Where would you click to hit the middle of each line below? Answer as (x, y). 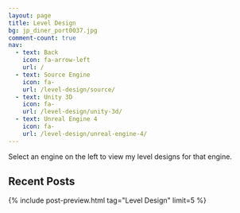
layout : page (30, 15)
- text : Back (37, 52)
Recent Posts (42, 182)
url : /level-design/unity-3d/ (73, 112)
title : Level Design (43, 23)
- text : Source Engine (53, 75)
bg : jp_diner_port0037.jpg (53, 30)
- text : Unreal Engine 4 (56, 119)
